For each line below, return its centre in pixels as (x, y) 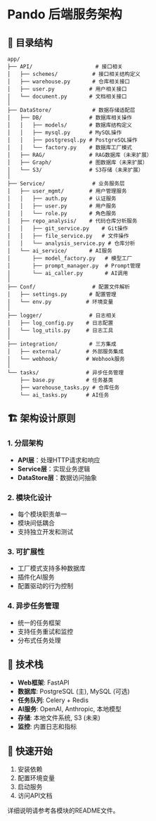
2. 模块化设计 (30, 497)
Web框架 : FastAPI (43, 682)
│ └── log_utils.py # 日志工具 (60, 331)
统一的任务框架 (39, 623)
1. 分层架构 (25, 443)
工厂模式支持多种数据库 (51, 568)
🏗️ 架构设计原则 (41, 418)
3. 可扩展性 (26, 552)
